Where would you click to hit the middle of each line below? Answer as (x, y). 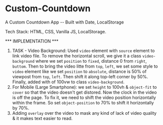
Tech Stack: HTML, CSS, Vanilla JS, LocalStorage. (56, 31)
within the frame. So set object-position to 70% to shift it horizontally (83, 102)
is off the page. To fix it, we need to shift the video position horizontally (84, 97)
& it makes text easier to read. (42, 118)
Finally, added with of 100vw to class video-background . (68, 82)
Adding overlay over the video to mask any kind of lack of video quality (84, 113)
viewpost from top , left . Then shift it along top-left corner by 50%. (80, 76)
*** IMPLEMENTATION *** (32, 41)
